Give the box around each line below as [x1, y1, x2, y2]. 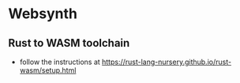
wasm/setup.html [19, 66, 77, 75]
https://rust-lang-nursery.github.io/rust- [101, 57, 231, 66]
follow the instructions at [19, 57, 100, 66]
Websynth [8, 5, 77, 23]
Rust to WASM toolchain [8, 36, 130, 50]
